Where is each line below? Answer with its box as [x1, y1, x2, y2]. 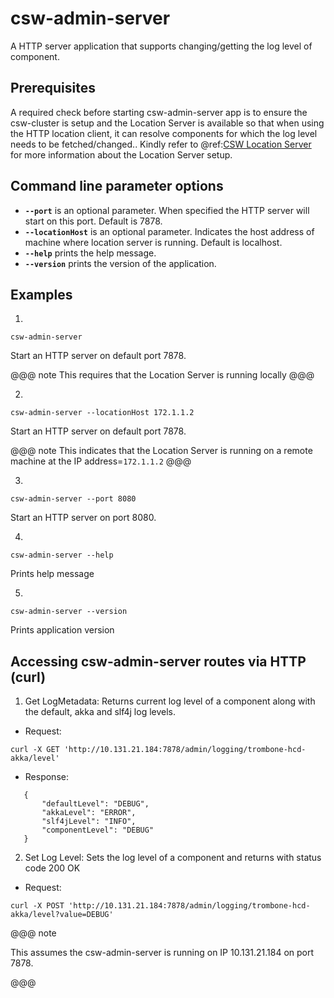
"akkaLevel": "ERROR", [41, 808, 137, 818]
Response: [24, 771, 69, 783]
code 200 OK [24, 862, 81, 874]
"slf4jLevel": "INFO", [41, 817, 137, 827]
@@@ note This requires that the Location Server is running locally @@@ [10, 369, 315, 381]
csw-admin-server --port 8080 [10, 494, 137, 504]
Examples [10, 286, 73, 303]
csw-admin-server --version [10, 607, 128, 617]
